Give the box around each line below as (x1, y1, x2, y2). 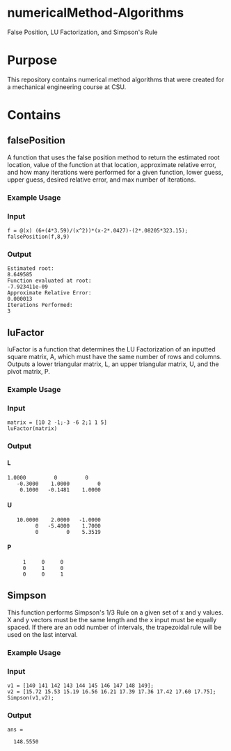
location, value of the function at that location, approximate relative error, (7, 160, 217, 168)
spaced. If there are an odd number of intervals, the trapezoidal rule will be (7, 623, 222, 631)
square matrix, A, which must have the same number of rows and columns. (7, 353, 222, 361)
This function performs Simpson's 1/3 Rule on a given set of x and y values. (7, 608, 224, 617)
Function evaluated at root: (7, 277, 92, 285)
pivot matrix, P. (7, 367, 51, 376)
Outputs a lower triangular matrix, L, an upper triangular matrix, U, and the (7, 360, 219, 368)
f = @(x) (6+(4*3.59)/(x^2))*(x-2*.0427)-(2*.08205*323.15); (7, 228, 189, 235)
